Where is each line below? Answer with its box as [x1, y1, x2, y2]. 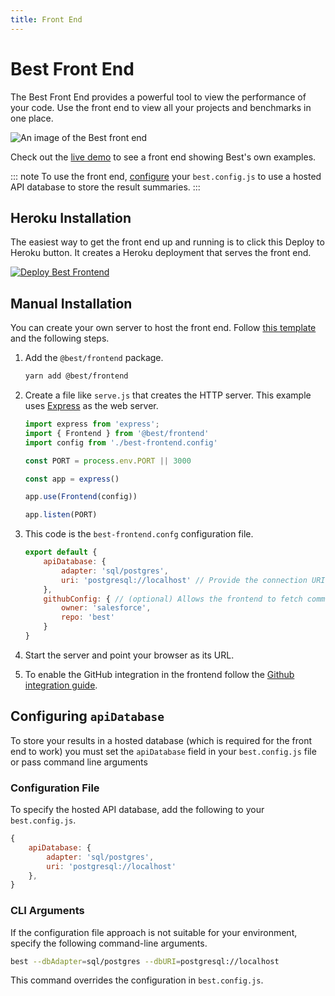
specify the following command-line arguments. [10, 937, 208, 949]
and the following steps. [10, 332, 110, 345]
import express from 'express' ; [24, 419, 160, 430]
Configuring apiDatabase [10, 708, 165, 725]
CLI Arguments [10, 904, 85, 918]
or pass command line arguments [10, 756, 148, 768]
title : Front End [10, 14, 83, 25]
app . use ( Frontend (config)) [24, 492, 138, 502]
